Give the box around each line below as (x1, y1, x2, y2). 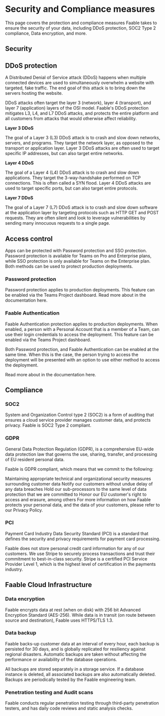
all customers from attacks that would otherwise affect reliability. (5, 116, 137, 121)
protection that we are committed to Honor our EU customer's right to (5, 491, 147, 497)
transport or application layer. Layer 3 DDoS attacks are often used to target (5, 145, 160, 151)
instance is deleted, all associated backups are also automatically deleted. (5, 671, 156, 677)
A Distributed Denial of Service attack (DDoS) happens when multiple (5, 75, 147, 80)
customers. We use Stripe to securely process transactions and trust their (5, 551, 156, 557)
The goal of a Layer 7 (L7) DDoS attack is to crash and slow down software (5, 204, 158, 210)
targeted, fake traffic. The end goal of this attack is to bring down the (5, 85, 146, 91)
